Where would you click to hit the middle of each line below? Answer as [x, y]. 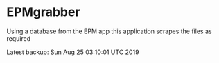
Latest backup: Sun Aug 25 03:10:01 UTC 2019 [73, 52]
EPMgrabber [43, 12]
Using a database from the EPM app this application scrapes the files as [109, 31]
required [19, 38]
